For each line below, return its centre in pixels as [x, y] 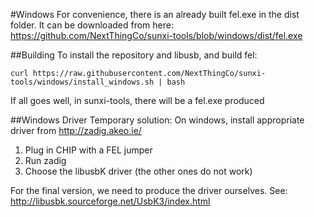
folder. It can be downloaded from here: [92, 25]
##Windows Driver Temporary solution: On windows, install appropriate [157, 120]
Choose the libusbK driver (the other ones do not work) [138, 171]
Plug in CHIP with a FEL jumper [88, 150]
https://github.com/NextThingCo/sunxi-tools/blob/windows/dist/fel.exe [156, 35]
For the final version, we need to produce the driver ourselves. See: [149, 190]
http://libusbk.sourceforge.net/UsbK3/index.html [110, 201]
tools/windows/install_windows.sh [82, 82]
